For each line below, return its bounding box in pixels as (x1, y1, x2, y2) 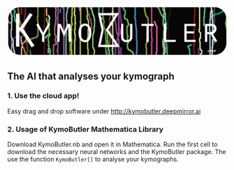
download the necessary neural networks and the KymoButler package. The (7, 148, 226, 156)
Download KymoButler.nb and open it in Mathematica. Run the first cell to (7, 140, 218, 148)
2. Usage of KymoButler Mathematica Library (7, 124, 164, 134)
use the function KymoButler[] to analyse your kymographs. (7, 155, 180, 164)
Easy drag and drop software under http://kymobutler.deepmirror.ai (7, 107, 201, 115)
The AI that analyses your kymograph (7, 70, 175, 82)
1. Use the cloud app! (7, 91, 80, 101)
